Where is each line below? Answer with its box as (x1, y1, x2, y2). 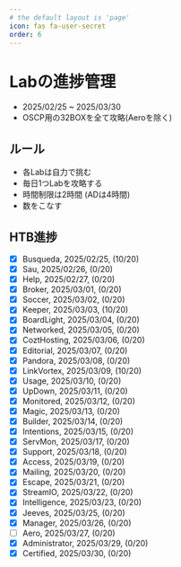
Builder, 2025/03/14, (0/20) (22, 415, 124, 427)
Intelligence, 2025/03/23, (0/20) (22, 497, 142, 508)
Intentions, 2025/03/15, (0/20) (22, 426, 134, 437)
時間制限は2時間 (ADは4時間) (22, 190, 131, 200)
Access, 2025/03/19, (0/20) (22, 456, 125, 467)
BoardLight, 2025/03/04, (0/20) (22, 315, 141, 325)
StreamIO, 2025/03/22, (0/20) (22, 487, 134, 498)
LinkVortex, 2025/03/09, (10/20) (22, 365, 142, 376)
